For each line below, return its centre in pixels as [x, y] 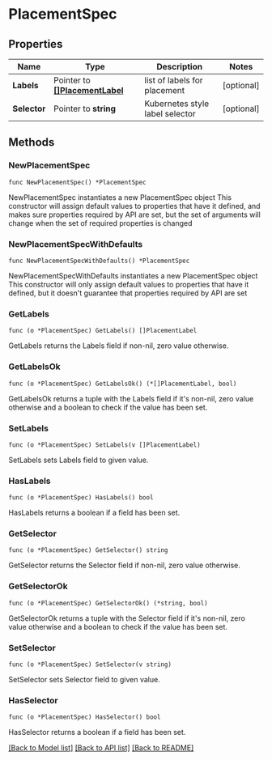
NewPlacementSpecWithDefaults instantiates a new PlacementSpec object [133, 275]
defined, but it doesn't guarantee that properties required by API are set [128, 293]
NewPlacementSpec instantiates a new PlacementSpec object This [120, 197]
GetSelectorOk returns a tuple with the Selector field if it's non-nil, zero [127, 618]
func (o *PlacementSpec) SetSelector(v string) [90, 664]
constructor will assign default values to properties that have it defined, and [134, 206]
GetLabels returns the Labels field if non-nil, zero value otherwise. [119, 346]
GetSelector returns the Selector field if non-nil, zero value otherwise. [125, 565]
